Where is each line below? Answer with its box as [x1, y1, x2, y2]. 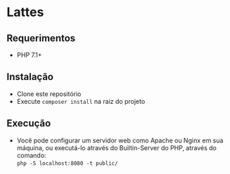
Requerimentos [6, 32, 76, 44]
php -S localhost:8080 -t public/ [16, 159, 118, 167]
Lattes [6, 4, 44, 20]
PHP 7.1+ [16, 51, 42, 59]
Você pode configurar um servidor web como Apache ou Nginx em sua [16, 136, 224, 145]
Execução [6, 117, 51, 130]
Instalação [6, 71, 54, 83]
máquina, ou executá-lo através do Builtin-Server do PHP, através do [16, 143, 217, 152]
